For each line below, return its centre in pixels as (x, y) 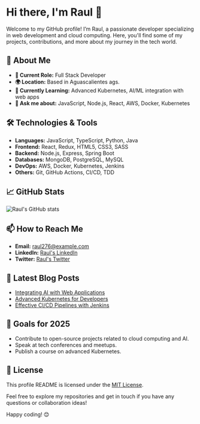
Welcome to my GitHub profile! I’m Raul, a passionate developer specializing (100, 29)
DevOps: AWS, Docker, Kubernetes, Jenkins (69, 166)
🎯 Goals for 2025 (38, 324)
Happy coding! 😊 (28, 414)
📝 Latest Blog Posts (43, 278)
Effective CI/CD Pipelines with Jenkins (62, 305)
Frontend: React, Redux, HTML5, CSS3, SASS (72, 147)
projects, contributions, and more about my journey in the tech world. (92, 41)
